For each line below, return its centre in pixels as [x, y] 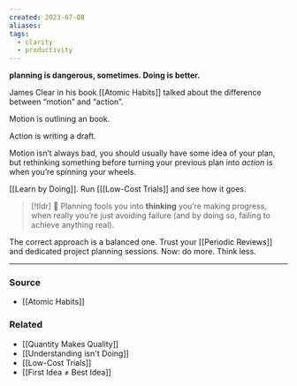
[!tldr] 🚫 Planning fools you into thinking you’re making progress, [149, 206]
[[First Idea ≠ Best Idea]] [67, 372]
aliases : [25, 26]
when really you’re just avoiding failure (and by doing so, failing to [151, 216]
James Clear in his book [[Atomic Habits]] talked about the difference [136, 93]
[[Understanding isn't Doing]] [76, 353]
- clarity [35, 42]
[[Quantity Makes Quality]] [70, 344]
